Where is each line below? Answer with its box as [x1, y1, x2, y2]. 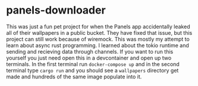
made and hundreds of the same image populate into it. [6, 73, 142, 80]
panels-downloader [6, 4, 106, 17]
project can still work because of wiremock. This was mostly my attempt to [6, 35, 190, 42]
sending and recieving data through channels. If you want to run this [6, 48, 174, 55]
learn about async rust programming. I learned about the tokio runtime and [6, 42, 189, 49]
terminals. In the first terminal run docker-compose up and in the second [6, 60, 180, 68]
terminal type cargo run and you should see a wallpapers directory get [6, 67, 179, 74]
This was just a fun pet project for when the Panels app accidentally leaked [6, 23, 190, 30]
